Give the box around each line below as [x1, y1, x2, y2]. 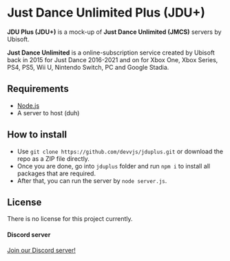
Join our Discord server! [7, 246, 76, 254]
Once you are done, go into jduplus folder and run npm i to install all [17, 162, 211, 170]
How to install [7, 129, 67, 141]
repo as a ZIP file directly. [17, 154, 90, 163]
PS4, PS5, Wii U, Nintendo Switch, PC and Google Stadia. [7, 63, 169, 71]
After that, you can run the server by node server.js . [17, 176, 167, 184]
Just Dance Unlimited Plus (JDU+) [7, 5, 205, 21]
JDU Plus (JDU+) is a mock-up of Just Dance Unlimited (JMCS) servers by [7, 28, 222, 36]
